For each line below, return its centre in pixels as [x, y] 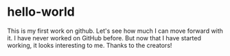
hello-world [41, 12]
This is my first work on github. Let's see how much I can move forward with [115, 31]
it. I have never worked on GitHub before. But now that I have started [104, 38]
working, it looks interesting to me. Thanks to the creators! [90, 45]
